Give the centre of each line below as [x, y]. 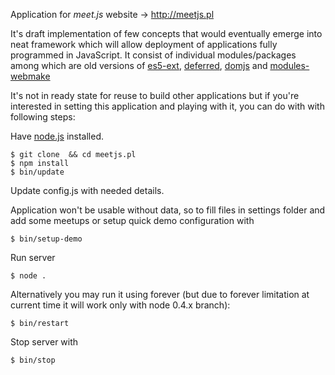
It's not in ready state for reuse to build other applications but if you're [155, 95]
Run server [33, 257]
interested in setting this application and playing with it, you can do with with [167, 106]
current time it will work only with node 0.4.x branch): [120, 305]
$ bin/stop [33, 360]
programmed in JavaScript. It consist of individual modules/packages [153, 55]
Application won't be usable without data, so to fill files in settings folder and [168, 210]
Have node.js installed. [57, 136]
